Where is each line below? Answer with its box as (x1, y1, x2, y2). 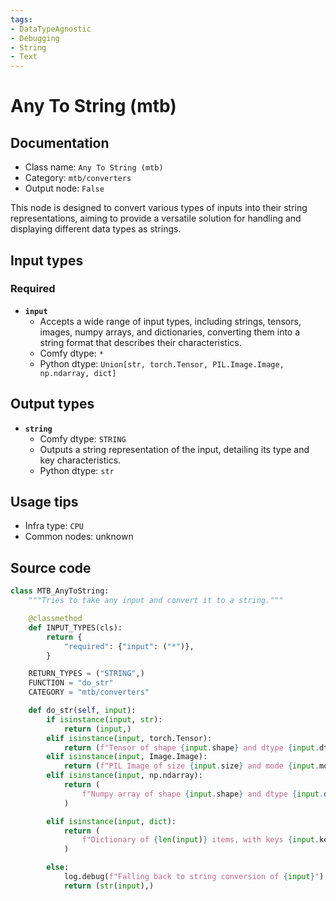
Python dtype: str (39, 464, 115, 476)
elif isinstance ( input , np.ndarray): (46, 771, 203, 781)
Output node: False (24, 182, 105, 195)
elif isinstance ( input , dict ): (46, 816, 177, 826)
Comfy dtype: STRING (39, 432, 127, 445)
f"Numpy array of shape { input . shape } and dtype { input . (81, 789, 325, 799)
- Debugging (10, 33, 60, 43)
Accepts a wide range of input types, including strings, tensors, (39, 315, 302, 327)
